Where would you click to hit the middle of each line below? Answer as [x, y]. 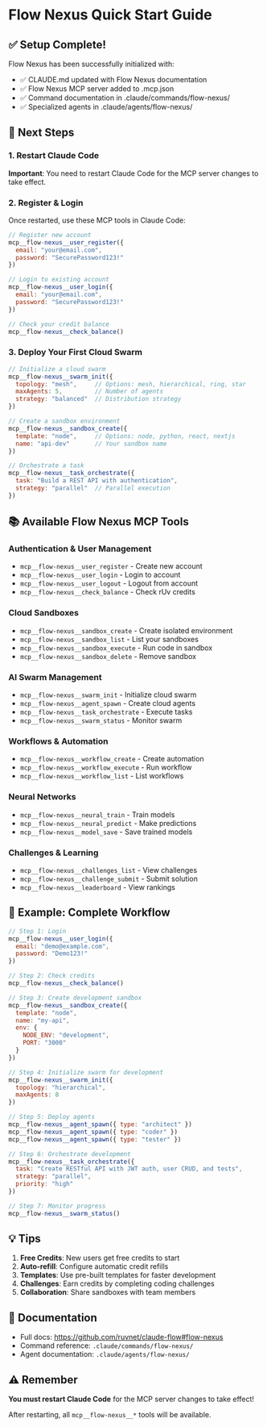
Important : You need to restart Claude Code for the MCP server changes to [133, 173]
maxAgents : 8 [37, 1095]
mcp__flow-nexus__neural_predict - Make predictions [108, 823]
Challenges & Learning [53, 853]
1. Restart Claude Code [54, 156]
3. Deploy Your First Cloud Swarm [76, 353]
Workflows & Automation [58, 741]
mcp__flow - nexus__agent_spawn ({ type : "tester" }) [95, 1139]
